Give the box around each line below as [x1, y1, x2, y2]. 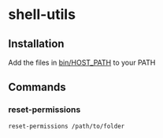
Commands [8, 80, 67, 94]
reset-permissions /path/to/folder [8, 122, 125, 130]
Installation [8, 37, 65, 50]
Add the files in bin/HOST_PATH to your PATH [8, 58, 156, 67]
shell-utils [8, 6, 76, 24]
